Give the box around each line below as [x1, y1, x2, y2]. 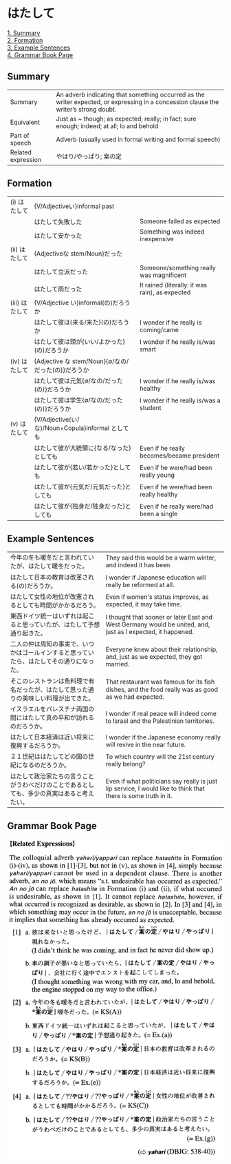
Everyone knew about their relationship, [105, 645, 218, 653]
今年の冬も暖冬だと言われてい [10, 553, 94, 562]
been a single [140, 510, 178, 518]
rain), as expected [140, 288, 191, 296]
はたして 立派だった [34, 267, 88, 276]
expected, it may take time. [105, 600, 182, 608]
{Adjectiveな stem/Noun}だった [34, 249, 122, 258]
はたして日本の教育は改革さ [10, 573, 89, 581]
